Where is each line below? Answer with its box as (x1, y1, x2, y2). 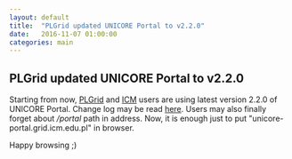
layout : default (9, 12, 69, 22)
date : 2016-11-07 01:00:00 (9, 29, 118, 38)
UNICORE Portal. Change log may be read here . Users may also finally (9, 104, 267, 115)
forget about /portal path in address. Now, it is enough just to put (9, 113, 247, 124)
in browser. (93, 123, 135, 133)
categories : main (9, 37, 74, 47)
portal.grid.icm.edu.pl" (9, 123, 92, 133)
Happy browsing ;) (9, 139, 77, 151)
